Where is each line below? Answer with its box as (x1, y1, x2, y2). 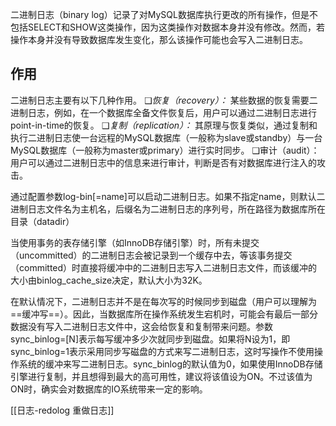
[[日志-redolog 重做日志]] (10, 404, 115, 416)
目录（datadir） (10, 215, 75, 227)
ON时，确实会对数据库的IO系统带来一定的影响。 (10, 383, 208, 395)
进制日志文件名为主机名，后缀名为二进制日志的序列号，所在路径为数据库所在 (10, 203, 326, 215)
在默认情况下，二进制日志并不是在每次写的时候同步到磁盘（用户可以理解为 (10, 295, 317, 307)
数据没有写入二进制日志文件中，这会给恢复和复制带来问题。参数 (10, 320, 273, 332)
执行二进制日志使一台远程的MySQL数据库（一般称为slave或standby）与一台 (10, 131, 323, 143)
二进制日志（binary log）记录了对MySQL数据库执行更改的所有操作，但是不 (10, 9, 318, 20)
